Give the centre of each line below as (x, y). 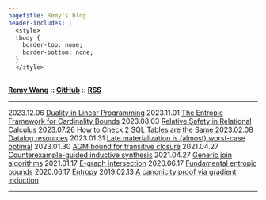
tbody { (28, 38)
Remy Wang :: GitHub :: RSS (55, 90)
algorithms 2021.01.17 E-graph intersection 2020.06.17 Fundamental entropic (133, 163)
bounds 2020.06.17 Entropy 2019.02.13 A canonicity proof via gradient (122, 171)
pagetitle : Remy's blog (47, 15)
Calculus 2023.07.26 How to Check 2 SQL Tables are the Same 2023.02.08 (131, 129)
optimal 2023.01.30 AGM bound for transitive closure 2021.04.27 (114, 146)
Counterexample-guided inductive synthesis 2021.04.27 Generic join (120, 155)
